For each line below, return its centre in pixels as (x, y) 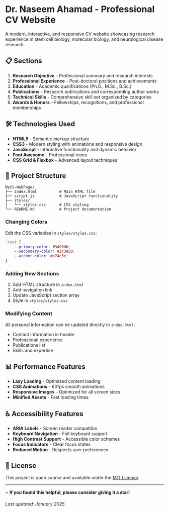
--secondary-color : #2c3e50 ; (45, 251)
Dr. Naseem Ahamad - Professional (80, 9)
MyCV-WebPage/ (20, 187)
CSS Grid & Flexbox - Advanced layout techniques (65, 160)
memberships (27, 108)
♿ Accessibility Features (44, 414)
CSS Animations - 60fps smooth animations (58, 387)
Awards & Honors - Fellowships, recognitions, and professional (78, 102)
